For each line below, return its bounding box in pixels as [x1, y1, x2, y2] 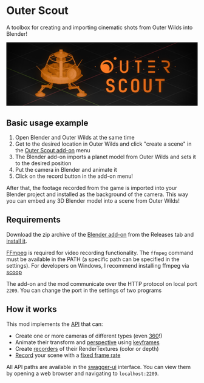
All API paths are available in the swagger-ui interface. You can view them [6, 363, 191, 370]
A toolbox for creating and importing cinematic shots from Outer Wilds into [6, 24, 193, 31]
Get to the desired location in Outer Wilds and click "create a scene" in [15, 140, 192, 147]
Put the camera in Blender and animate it [15, 166, 117, 174]
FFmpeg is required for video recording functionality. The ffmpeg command [6, 249, 194, 256]
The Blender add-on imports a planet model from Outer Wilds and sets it [15, 153, 196, 161]
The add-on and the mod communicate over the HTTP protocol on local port [6, 280, 197, 287]
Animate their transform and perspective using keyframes [15, 338, 160, 346]
